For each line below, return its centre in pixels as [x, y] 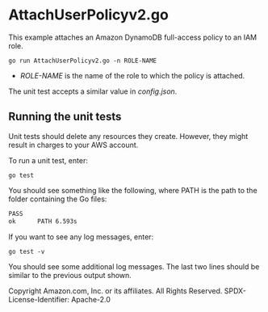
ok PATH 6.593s [43, 221]
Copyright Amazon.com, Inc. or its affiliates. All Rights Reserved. [115, 291]
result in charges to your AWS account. [73, 145]
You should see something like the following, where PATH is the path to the [133, 190]
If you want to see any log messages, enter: [81, 237]
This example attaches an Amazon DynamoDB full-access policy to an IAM [132, 37]
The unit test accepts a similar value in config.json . [93, 91]
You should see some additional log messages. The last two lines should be [134, 266]
